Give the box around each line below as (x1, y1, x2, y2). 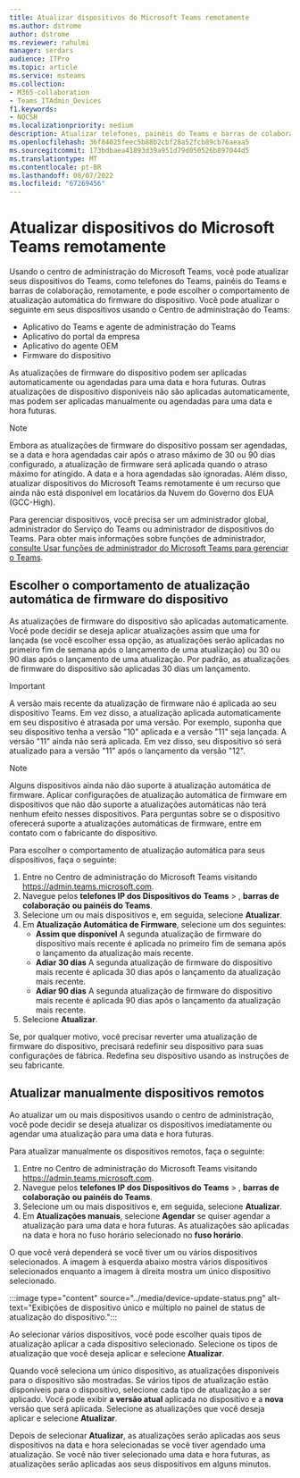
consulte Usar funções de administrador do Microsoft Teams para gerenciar (9, 542, 289, 554)
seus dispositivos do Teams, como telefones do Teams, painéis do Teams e (9, 276, 287, 287)
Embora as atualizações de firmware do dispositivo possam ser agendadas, (9, 440, 287, 451)
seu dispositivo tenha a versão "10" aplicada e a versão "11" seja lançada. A (9, 726, 287, 737)
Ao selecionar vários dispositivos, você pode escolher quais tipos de (9, 1329, 262, 1339)
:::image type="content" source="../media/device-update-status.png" (9, 1292, 266, 1303)
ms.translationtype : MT (9, 154, 98, 164)
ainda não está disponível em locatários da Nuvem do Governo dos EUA (9, 488, 274, 499)
